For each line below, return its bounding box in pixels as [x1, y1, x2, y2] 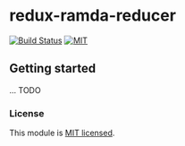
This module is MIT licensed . [9, 127, 115, 139]
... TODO [9, 84, 42, 95]
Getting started [9, 61, 97, 76]
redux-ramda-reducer [9, 5, 177, 26]
